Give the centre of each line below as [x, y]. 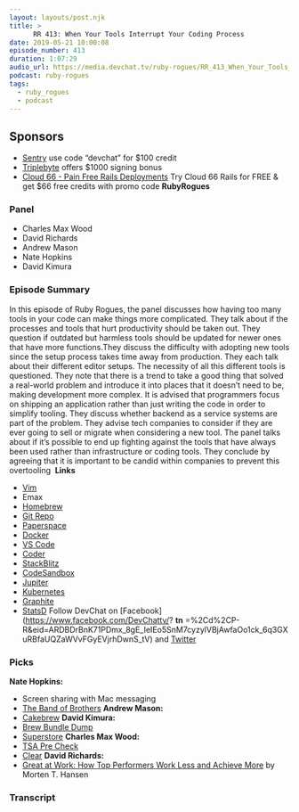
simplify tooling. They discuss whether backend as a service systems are [143, 413]
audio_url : [29, 68]
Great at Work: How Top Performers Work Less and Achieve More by [149, 765]
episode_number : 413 [48, 51]
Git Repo [38, 516]
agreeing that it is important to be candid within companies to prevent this [145, 461]
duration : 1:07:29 [43, 59]
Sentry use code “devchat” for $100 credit [99, 158]
